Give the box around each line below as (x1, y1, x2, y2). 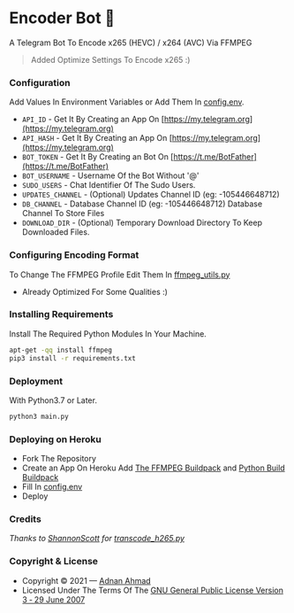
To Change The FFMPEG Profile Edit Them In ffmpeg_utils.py (9, 269, 230, 280)
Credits (9, 513, 41, 525)
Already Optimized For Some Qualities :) (21, 286, 168, 297)
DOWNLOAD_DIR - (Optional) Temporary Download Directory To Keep (21, 217, 263, 229)
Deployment (9, 375, 64, 387)
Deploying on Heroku (9, 433, 102, 446)
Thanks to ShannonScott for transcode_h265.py (9, 533, 185, 544)
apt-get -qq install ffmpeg (9, 345, 113, 354)
